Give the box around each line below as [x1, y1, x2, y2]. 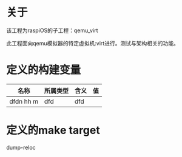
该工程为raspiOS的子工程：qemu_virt [6, 27, 98, 34]
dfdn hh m [9, 97, 39, 105]
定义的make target [6, 124, 100, 137]
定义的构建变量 [6, 63, 81, 77]
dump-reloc [6, 144, 36, 151]
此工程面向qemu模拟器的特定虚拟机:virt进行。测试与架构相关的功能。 [6, 39, 179, 47]
